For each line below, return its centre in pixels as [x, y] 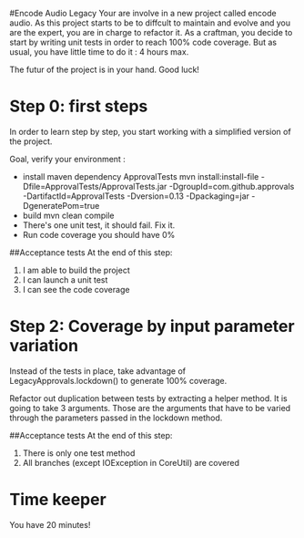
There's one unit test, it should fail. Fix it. [99, 225]
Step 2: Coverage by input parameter [152, 326]
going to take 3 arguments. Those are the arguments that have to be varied [150, 408]
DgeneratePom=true [61, 205]
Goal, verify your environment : [67, 159]
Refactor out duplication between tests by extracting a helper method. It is [149, 398]
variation [44, 346]
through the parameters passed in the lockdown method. [116, 418]
